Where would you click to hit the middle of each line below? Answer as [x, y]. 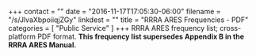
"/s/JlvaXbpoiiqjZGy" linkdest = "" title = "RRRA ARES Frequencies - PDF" [128, 20]
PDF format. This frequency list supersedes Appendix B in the [140, 36]
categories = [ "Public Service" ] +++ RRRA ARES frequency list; [113, 28]
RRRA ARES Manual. [42, 45]
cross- [230, 28]
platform [22, 36]
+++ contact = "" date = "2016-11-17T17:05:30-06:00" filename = [115, 11]
